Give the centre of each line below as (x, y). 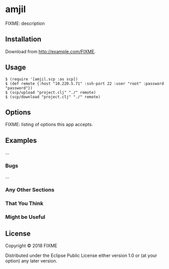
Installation (23, 39)
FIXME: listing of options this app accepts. (49, 125)
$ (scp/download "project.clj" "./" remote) (53, 97)
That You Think (24, 204)
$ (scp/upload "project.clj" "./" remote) (51, 92)
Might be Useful (25, 217)
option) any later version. (31, 261)
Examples (21, 140)
